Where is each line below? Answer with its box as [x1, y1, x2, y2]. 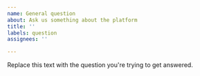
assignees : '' [7, 36, 48, 43]
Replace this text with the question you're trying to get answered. [7, 61, 194, 69]
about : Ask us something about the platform [7, 17, 138, 23]
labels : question [7, 29, 57, 37]
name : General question [7, 10, 76, 17]
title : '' [7, 23, 36, 30]
